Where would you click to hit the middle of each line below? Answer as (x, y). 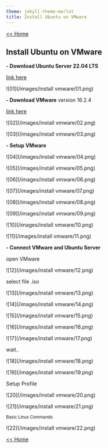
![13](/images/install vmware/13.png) (50, 293)
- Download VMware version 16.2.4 (49, 100)
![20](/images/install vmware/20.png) (51, 395)
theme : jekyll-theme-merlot (40, 11)
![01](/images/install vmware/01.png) (50, 89)
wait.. (12, 350)
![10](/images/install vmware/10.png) (50, 225)
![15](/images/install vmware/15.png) (50, 316)
